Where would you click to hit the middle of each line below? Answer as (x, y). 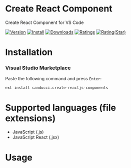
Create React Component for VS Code (44, 22)
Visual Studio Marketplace (38, 68)
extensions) (30, 118)
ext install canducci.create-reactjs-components (57, 88)
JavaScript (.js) (28, 132)
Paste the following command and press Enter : (53, 79)
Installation (29, 52)
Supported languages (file (61, 107)
